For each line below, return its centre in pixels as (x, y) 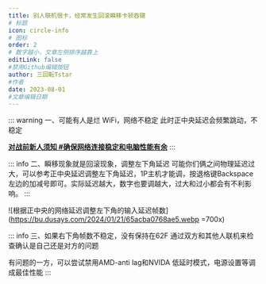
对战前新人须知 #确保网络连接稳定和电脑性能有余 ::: (92, 147)
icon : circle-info (39, 30)
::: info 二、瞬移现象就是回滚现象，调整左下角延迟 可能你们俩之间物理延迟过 (132, 164)
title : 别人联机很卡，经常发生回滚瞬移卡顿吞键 (77, 15)
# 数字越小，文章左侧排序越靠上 (53, 52)
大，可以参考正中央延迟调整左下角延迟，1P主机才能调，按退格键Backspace (131, 174)
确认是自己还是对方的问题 (57, 246)
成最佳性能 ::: (30, 272)
